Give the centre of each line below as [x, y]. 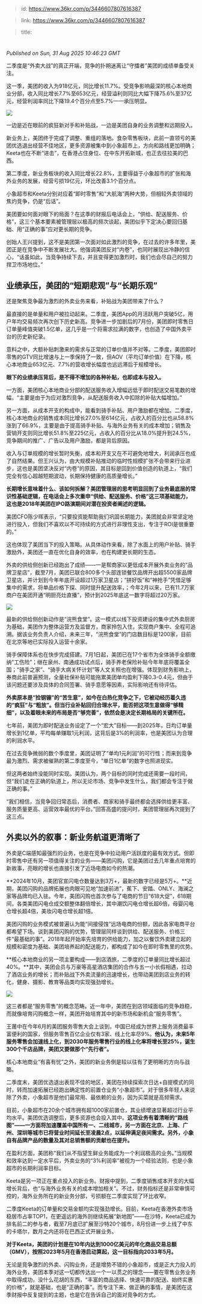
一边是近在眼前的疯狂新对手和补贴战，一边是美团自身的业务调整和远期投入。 [101, 125]
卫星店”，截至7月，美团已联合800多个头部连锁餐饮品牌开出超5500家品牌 [102, 572]
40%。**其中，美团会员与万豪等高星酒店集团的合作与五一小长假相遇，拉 [96, 966]
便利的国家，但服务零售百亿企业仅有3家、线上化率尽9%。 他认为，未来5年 [103, 1034]
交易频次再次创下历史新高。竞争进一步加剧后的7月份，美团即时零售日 [108, 321]
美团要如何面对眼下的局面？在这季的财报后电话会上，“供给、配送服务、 [94, 214]
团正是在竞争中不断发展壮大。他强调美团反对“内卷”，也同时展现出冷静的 [96, 250]
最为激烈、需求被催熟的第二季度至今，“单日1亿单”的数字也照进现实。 [91, 761]
